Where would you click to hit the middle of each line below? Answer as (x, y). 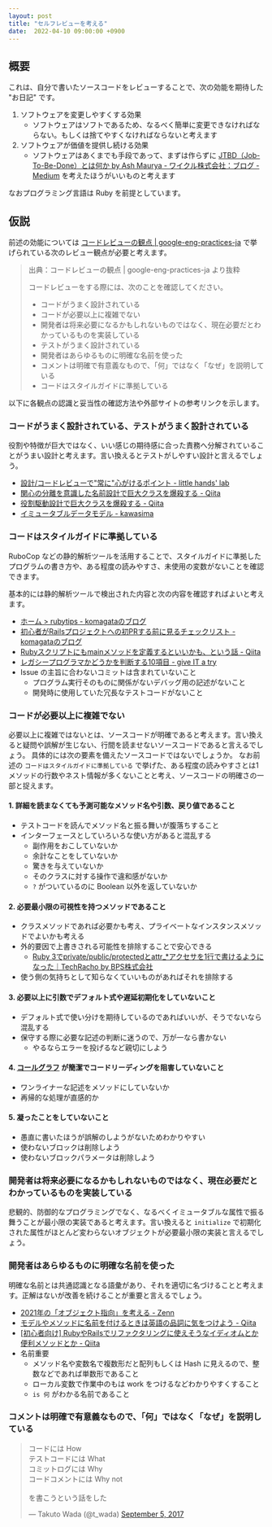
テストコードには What (67, 1459)
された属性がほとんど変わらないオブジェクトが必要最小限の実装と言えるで (133, 1232)
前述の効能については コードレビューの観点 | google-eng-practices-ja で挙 (133, 242)
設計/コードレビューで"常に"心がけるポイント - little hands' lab (125, 483)
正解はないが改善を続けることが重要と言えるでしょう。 (114, 1295)
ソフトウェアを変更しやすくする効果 (81, 115)
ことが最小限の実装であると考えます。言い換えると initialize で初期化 (142, 1223)
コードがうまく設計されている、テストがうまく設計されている (129, 426)
